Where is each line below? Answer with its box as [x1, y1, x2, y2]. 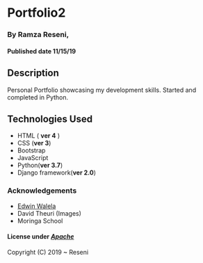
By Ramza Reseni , [7, 30, 70, 40]
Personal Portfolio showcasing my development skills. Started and [7, 86, 197, 94]
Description [7, 67, 59, 79]
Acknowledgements [7, 186, 77, 196]
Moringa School [17, 216, 63, 225]
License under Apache [7, 232, 74, 241]
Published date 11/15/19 [7, 47, 76, 55]
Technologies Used [7, 113, 92, 125]
